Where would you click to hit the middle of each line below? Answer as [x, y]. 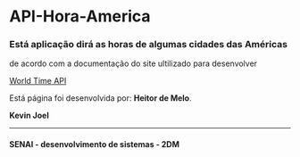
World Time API [38, 81]
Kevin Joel [29, 116]
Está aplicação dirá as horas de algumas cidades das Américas [149, 45]
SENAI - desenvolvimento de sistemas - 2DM [95, 145]
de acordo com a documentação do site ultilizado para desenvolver [133, 63]
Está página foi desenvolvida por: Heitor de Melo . [100, 98]
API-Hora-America [80, 17]
